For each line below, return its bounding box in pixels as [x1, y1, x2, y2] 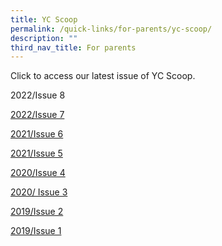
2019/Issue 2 [10, 206, 64, 218]
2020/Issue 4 [10, 167, 66, 179]
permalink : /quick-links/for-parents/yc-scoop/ [10, 24, 213, 34]
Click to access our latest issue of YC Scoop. [10, 70, 196, 82]
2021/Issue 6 [10, 128, 64, 140]
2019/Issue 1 [10, 225, 62, 237]
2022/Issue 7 [10, 109, 65, 121]
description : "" [10, 33, 78, 43]
